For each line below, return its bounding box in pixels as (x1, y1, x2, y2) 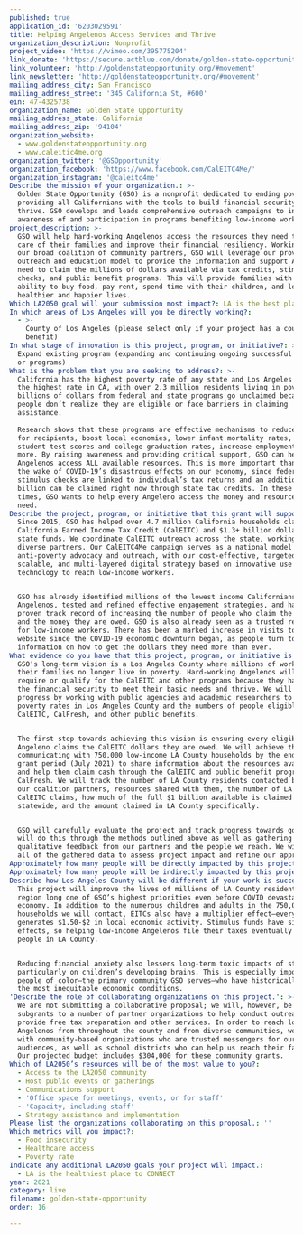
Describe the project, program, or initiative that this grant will (9, 509, 272, 518)
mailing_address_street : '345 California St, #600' (9, 89, 207, 98)
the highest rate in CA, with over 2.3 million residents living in (17, 383, 280, 392)
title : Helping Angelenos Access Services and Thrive (9, 30, 216, 39)
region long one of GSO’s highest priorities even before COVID (17, 892, 264, 902)
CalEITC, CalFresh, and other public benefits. (17, 710, 200, 719)
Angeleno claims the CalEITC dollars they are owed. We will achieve (17, 742, 284, 751)
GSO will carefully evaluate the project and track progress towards (17, 825, 284, 834)
